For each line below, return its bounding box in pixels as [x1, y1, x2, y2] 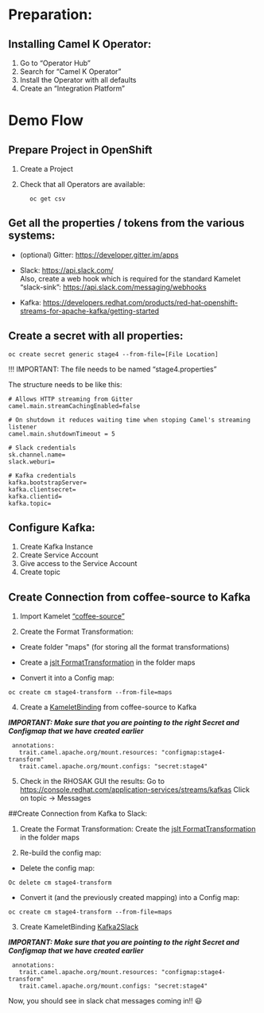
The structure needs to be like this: [8, 379, 122, 389]
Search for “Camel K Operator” [19, 67, 122, 76]
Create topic [19, 567, 61, 577]
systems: [8, 229, 56, 243]
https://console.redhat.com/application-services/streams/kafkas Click [19, 785, 250, 794]
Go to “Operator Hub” [19, 58, 91, 68]
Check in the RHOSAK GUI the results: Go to [19, 777, 165, 786]
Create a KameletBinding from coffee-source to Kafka [19, 702, 197, 712]
